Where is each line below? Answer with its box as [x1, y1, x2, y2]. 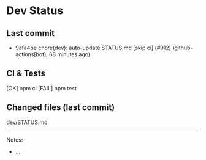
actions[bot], [15, 51, 48, 58]
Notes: [6, 136, 23, 144]
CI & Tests [6, 68, 46, 79]
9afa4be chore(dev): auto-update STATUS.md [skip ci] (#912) [15, 44, 172, 51]
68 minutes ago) [48, 51, 91, 58]
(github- [172, 44, 193, 51]
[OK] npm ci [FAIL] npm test [6, 84, 77, 92]
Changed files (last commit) [6, 102, 115, 113]
